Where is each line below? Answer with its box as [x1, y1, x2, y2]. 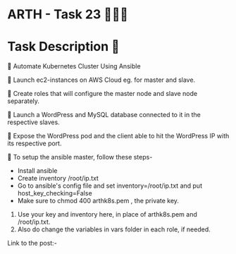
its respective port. [7, 139, 62, 147]
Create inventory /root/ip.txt [17, 174, 99, 183]
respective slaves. [7, 118, 60, 126]
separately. [7, 97, 40, 105]
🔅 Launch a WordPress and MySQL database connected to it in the [7, 111, 201, 119]
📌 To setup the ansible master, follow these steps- [7, 153, 153, 162]
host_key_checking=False [17, 189, 93, 198]
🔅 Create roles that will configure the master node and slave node [7, 90, 198, 98]
